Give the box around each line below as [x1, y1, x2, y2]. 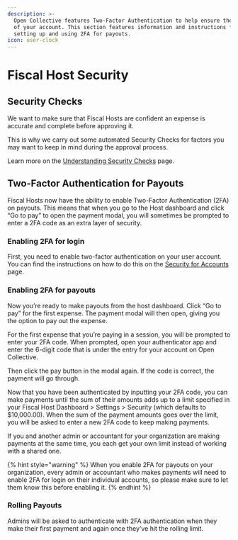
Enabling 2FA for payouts [7, 285, 96, 295]
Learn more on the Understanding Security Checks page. [7, 157, 175, 165]
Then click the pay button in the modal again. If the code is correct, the [7, 366, 215, 375]
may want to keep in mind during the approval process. [7, 143, 169, 152]
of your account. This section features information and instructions [13, 23, 227, 30]
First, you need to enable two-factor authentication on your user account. [7, 252, 222, 261]
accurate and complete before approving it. [7, 122, 135, 130]
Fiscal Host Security [7, 67, 129, 84]
